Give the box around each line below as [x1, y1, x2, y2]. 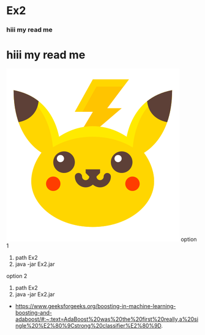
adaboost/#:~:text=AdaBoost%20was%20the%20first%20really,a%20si [15, 315, 199, 323]
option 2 [6, 273, 28, 280]
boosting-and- [15, 309, 52, 317]
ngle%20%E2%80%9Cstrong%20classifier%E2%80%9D [15, 322, 162, 329]
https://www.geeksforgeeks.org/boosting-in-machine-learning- [15, 303, 176, 310]
